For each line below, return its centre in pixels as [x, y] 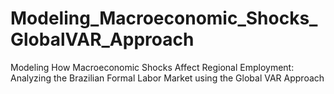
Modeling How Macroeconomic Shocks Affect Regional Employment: [152, 67]
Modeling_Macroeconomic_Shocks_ [164, 18]
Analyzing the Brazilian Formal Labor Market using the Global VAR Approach [167, 78]
